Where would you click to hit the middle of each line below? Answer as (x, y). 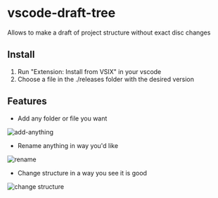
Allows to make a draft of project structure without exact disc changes (109, 32)
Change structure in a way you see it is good (82, 173)
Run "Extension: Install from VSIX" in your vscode (89, 71)
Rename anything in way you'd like (68, 145)
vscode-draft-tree (62, 13)
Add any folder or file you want (62, 118)
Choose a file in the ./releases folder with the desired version (106, 79)
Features (27, 101)
